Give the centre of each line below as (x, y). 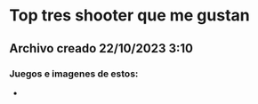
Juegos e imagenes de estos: (74, 74)
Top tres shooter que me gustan (130, 16)
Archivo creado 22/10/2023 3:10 (101, 48)
